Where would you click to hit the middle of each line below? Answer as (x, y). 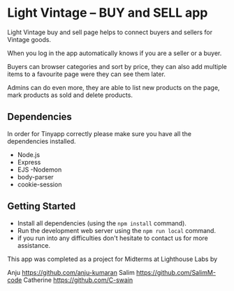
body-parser (35, 177)
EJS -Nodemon (39, 170)
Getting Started (42, 206)
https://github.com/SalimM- (176, 272)
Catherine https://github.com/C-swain (78, 280)
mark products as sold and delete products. (70, 95)
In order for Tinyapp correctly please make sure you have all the (100, 133)
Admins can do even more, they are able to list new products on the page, (114, 87)
